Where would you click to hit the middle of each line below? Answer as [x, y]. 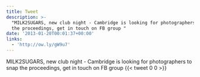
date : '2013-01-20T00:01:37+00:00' [50, 34]
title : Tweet [22, 12]
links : [14, 39]
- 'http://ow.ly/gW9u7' [41, 45]
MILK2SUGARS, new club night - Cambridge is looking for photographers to [99, 61]
